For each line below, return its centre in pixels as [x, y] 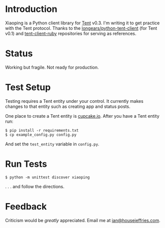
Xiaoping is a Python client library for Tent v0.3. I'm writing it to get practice [82, 23]
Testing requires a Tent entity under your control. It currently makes [74, 101]
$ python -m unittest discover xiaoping [48, 177]
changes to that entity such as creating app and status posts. [68, 106]
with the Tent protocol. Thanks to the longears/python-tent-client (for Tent [81, 28]
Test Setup [28, 87]
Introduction [31, 9]
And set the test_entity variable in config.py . [52, 144]
